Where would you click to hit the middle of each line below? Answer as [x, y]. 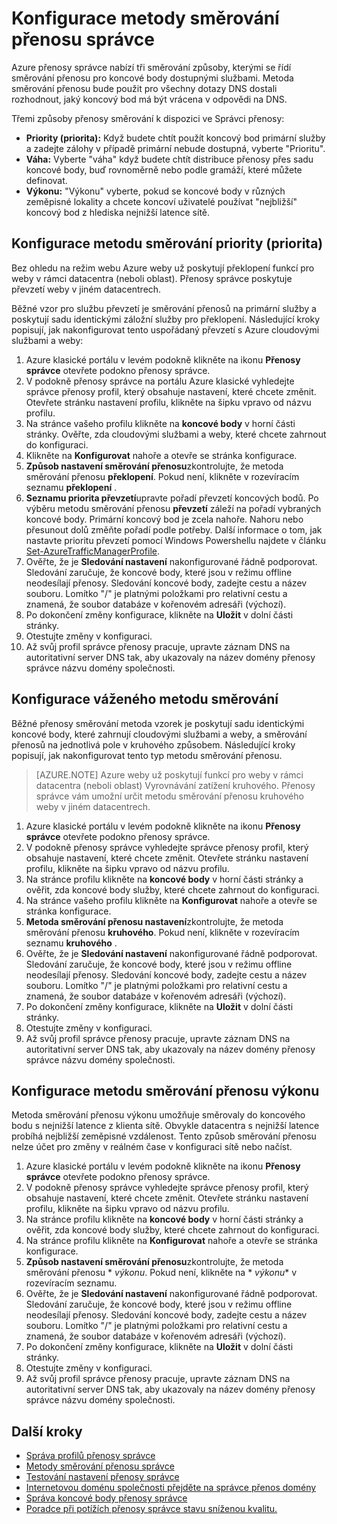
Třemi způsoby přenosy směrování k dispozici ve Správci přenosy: [148, 118]
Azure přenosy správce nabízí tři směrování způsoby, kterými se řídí [151, 67]
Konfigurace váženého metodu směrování [145, 699]
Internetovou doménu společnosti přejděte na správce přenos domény [171, 1488]
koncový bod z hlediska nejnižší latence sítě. [118, 212]
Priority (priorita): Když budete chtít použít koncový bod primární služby [175, 138]
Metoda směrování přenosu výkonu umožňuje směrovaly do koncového [158, 1115]
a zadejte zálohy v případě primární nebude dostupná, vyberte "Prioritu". [175, 148]
